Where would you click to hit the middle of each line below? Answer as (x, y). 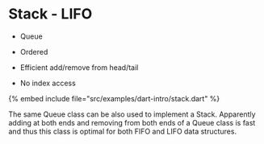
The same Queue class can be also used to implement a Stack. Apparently (132, 114)
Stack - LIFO (50, 14)
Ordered (34, 51)
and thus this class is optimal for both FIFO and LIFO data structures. (122, 131)
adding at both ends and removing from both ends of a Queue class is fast (132, 122)
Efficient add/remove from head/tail (79, 67)
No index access (48, 83)
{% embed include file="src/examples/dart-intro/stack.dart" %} (114, 98)
